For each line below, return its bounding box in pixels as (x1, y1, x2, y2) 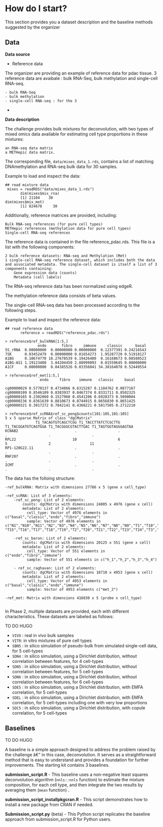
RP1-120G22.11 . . (5, 445, 120, 451)
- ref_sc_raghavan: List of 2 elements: (14, 565, 97, 570)
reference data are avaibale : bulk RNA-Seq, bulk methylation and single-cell (5, 75, 158, 81)
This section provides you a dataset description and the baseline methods (5, 19, 153, 25)
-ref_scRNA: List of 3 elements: (5, 493, 73, 498)
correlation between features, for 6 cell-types (12, 679, 103, 685)
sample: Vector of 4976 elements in (26, 519, 101, 524)
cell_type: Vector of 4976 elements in (26, 510, 108, 515)
